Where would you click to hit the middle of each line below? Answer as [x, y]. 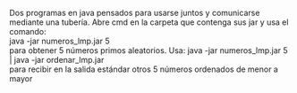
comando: [28, 31]
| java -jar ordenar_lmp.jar [57, 60]
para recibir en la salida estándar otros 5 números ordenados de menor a [144, 69]
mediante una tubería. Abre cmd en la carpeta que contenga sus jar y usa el [149, 22]
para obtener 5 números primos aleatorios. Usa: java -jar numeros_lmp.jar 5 [148, 50]
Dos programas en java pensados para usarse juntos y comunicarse [135, 13]
